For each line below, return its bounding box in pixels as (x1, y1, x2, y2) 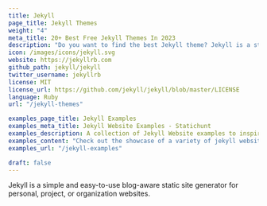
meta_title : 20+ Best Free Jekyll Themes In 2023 (8, 33, 176, 42)
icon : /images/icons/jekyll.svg (8, 49, 115, 56)
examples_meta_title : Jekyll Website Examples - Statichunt (8, 122, 212, 130)
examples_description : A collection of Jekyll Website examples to (8, 130, 237, 138)
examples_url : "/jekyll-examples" (8, 144, 123, 152)
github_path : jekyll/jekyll (8, 64, 102, 72)
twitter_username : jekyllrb (8, 71, 102, 79)
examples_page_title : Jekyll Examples (8, 115, 137, 123)
